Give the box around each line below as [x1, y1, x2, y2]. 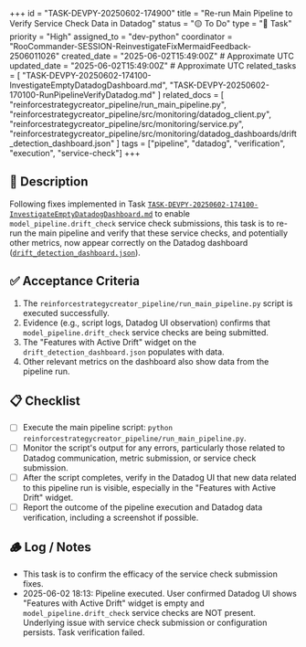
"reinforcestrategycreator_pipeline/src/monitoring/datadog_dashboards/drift [9, 128, 297, 139]
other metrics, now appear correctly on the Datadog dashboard [9, 237, 248, 248]
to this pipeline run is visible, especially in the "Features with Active [22, 482, 277, 493]
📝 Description [9, 174, 89, 190]
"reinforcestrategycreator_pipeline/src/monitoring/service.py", [9, 119, 245, 129]
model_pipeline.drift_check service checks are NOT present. [22, 607, 256, 618]
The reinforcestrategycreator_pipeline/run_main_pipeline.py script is [22, 297, 293, 309]
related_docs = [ [163, 90, 225, 100]
